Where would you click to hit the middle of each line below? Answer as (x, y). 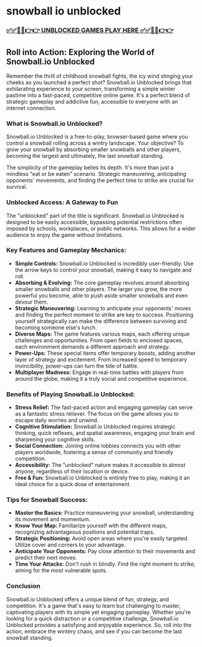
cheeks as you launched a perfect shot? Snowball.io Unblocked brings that (99, 82)
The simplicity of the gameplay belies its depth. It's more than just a (90, 167)
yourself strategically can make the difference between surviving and (101, 321)
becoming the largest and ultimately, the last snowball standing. (85, 156)
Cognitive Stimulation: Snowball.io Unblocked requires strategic (95, 427)
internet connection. (31, 108)
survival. (17, 187)
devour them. (32, 302)
